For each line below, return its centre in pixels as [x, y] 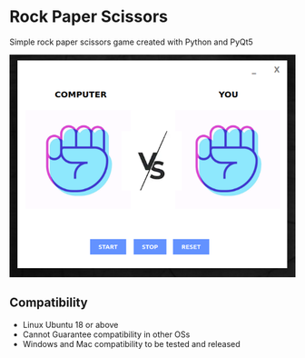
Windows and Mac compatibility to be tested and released [131, 343]
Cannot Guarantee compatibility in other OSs [106, 334]
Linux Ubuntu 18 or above [70, 324]
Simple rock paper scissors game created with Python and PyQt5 [132, 42]
